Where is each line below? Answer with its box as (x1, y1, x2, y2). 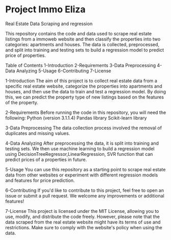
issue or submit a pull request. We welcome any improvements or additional (5, 192, 165, 198)
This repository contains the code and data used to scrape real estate (5, 30, 152, 36)
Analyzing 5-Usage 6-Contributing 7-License (16, 68, 111, 74)
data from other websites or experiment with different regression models (5, 172, 158, 178)
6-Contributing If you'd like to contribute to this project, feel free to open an (5, 187, 164, 193)
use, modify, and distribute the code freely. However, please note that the (5, 213, 160, 219)
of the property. (5, 99, 38, 106)
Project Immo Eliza (5, 4, 86, 15)
